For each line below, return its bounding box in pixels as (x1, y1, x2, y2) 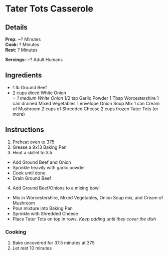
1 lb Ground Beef (12, 84, 47, 90)
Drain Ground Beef (12, 175, 52, 181)
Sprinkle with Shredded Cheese (12, 210, 78, 216)
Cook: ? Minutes (5, 42, 39, 48)
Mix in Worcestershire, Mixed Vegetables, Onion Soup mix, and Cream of (12, 194, 163, 200)
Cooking (5, 228, 27, 235)
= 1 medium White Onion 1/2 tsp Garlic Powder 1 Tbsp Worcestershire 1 (12, 95, 159, 101)
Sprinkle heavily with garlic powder (12, 164, 85, 170)
